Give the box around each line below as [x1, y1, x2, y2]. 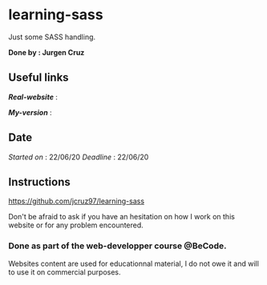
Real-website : [8, 92, 59, 102]
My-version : [8, 107, 52, 117]
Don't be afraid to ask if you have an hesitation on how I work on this [8, 212, 235, 222]
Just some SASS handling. [8, 32, 96, 42]
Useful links [8, 70, 70, 85]
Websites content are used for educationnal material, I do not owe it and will [8, 259, 259, 268]
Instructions [8, 175, 71, 189]
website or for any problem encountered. [8, 220, 144, 230]
